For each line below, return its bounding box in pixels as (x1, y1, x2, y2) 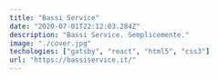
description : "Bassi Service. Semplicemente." (9, 30, 190, 39)
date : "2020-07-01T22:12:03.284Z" (9, 22, 141, 31)
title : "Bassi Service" (9, 13, 100, 23)
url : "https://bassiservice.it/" (9, 55, 137, 64)
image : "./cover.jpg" (9, 38, 92, 48)
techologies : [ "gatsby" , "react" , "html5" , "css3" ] (9, 47, 210, 56)
